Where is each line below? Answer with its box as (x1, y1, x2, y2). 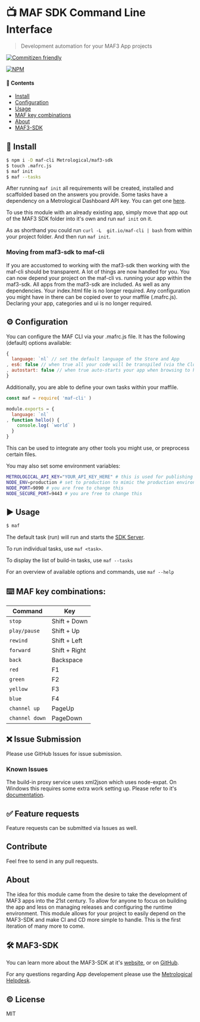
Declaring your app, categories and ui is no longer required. (6, 300, 153, 307)
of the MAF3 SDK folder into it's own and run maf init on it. (6, 215, 153, 223)
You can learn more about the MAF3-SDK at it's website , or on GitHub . (6, 959, 180, 967)
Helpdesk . (6, 977, 32, 984)
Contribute (6, 842, 48, 852)
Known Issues (6, 765, 48, 773)
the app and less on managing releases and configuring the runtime (6, 903, 173, 910)
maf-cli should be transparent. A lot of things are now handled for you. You (6, 268, 190, 275)
